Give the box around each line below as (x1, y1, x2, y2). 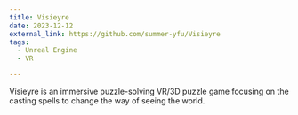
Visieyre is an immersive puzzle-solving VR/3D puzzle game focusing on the (9, 86, 289, 96)
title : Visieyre (9, 12, 69, 22)
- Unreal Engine (17, 46, 77, 55)
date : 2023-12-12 (9, 21, 74, 30)
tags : (9, 37, 29, 47)
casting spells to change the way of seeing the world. (9, 96, 205, 106)
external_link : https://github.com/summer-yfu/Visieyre (9, 29, 221, 38)
